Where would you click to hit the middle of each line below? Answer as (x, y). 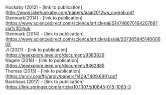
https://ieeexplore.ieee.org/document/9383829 (56, 55)
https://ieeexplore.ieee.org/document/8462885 (56, 65)
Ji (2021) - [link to (24, 50)
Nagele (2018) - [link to (29, 60)
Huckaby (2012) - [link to (31, 7)
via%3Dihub (18, 28)
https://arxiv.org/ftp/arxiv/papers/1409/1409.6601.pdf (62, 76)
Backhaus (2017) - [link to (32, 81)
